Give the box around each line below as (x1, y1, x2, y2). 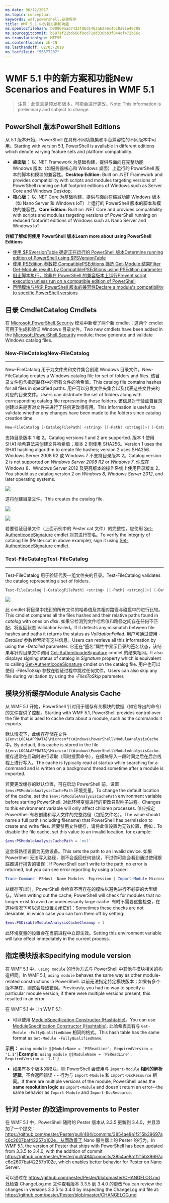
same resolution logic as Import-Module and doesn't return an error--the (12, 1084, 163, 1090)
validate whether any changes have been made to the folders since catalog (5, 410, 161, 416)
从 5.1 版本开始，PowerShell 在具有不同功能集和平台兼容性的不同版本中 (5, 137, 152, 143)
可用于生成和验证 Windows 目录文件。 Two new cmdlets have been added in (5, 326, 163, 332)
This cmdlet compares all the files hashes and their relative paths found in (5, 612, 158, 619)
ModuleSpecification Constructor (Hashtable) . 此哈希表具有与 (12, 1023, 140, 1029)
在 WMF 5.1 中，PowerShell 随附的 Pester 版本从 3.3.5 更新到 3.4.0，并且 (5, 1120, 156, 1126)
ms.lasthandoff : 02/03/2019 (5, 45, 64, 50)
